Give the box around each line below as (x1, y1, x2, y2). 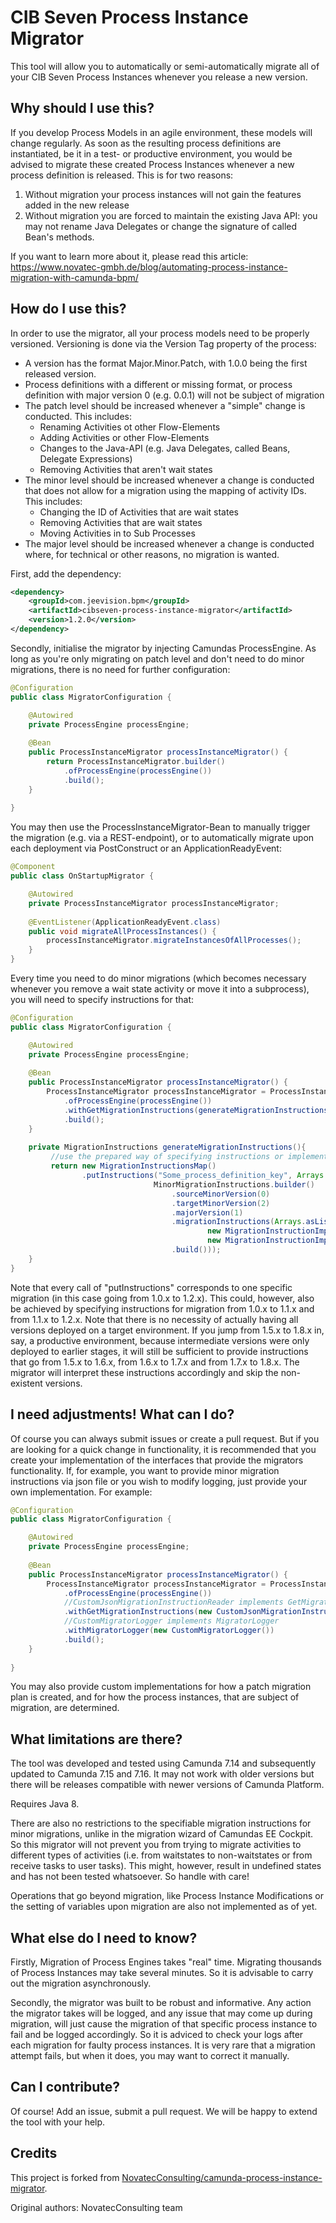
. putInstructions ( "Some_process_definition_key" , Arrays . (81, 1171, 329, 1181)
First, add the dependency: (10, 567, 122, 580)
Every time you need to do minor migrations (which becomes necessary (10, 972, 307, 985)
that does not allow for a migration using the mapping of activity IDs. (24, 484, 307, 496)
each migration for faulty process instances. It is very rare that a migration (10, 2039, 316, 2051)
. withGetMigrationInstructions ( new (63, 1607, 213, 1617)
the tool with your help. (10, 2116, 106, 2128)
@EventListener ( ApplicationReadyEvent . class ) (28, 917, 222, 927)
